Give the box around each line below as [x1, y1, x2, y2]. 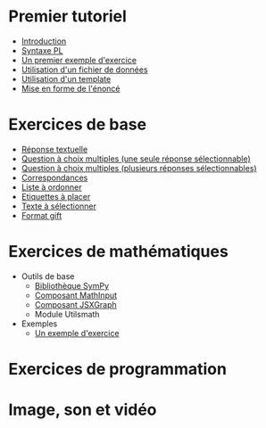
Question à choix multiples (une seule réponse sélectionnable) [21, 153, 251, 164]
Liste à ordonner [21, 181, 82, 193]
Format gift [21, 210, 62, 220]
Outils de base [21, 270, 75, 282]
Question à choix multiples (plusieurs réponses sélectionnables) [21, 162, 257, 173]
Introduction [21, 36, 67, 46]
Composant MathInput [34, 290, 118, 300]
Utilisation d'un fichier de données [21, 64, 148, 75]
